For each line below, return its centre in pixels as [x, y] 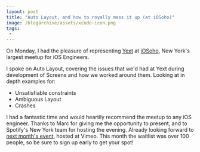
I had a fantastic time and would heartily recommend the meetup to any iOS [99, 117]
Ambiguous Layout [38, 100]
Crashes [25, 106]
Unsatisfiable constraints [45, 93]
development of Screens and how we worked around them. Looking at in [96, 75]
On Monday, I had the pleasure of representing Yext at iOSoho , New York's [98, 51]
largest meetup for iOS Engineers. [48, 57]
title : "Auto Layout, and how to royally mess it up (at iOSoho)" [90, 17]
